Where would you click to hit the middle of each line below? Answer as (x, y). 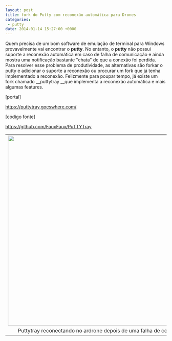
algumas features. (24, 87)
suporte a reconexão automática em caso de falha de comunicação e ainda (85, 55)
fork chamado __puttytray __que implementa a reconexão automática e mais (85, 82)
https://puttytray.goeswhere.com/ (41, 107)
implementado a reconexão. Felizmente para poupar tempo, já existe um (81, 76)
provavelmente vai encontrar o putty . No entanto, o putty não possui (78, 49)
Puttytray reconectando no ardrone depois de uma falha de (89, 331)
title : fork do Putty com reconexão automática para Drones (71, 15)
